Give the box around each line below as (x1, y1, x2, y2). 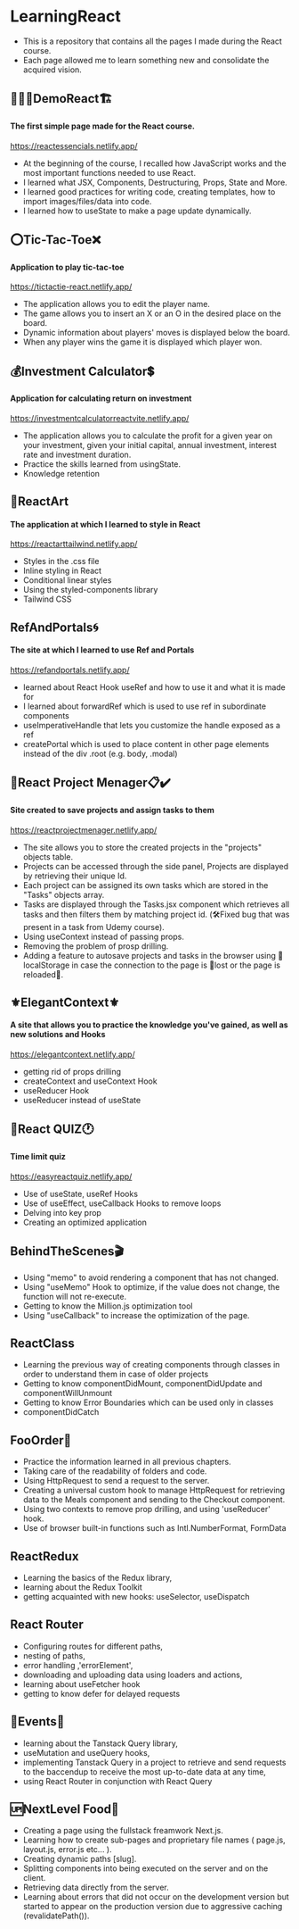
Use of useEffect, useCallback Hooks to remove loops (22, 1198, 222, 1209)
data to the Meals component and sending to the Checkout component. (22, 1494, 286, 1505)
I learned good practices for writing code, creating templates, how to (22, 186, 276, 197)
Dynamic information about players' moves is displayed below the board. (22, 328, 290, 338)
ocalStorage (22, 960, 70, 970)
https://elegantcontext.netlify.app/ (10, 1049, 136, 1060)
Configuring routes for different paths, (22, 1641, 164, 1651)
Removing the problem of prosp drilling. (22, 940, 169, 952)
